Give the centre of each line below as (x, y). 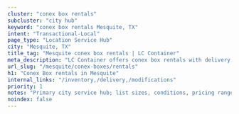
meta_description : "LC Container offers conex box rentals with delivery (119, 60)
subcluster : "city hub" (43, 21)
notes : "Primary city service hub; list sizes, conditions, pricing (111, 93)
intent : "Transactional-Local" (54, 34)
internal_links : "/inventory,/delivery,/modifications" (92, 80)
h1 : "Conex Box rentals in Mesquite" (63, 73)
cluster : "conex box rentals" (52, 14)
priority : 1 (25, 86)
